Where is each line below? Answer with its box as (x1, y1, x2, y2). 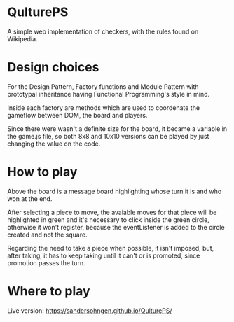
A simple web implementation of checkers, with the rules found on (7, 27, 199, 36)
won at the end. (7, 194, 53, 203)
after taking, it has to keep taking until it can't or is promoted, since (7, 251, 200, 260)
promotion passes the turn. (7, 258, 85, 267)
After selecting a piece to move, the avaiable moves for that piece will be (7, 208, 217, 216)
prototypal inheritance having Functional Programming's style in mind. (7, 90, 210, 98)
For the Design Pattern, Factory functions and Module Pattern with (7, 82, 199, 91)
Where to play (7, 283, 90, 299)
